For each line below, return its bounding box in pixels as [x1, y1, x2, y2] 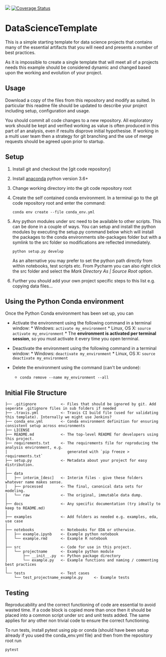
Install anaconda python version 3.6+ [12, 175, 88, 181]
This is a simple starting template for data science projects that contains [5, 39, 153, 45]
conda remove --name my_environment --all [19, 375, 109, 380]
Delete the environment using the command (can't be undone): [12, 365, 141, 371]
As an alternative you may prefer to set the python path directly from [12, 258, 153, 264]
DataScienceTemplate [5, 23, 98, 34]
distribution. [5, 462, 35, 468]
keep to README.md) [5, 506, 46, 511]
